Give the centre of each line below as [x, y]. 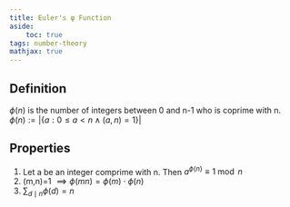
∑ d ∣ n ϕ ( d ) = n [48, 192]
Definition [38, 89]
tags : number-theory [49, 43]
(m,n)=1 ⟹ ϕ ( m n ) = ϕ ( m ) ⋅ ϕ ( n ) [83, 182]
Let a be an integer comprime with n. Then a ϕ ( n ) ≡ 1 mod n [133, 171]
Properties [40, 148]
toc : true [45, 34]
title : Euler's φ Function [60, 18]
